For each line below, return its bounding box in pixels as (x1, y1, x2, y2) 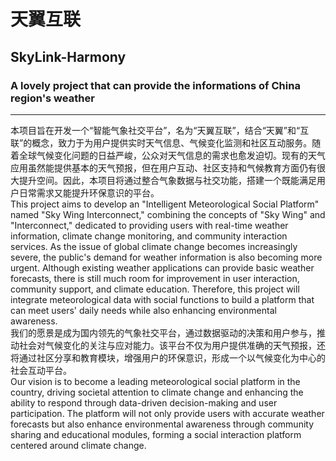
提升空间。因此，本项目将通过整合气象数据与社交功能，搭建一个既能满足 (18, 174, 317, 186)
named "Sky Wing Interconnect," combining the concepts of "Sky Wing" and (10, 208, 326, 220)
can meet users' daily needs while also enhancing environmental (10, 304, 277, 316)
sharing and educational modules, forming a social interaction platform (10, 428, 302, 440)
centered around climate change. (10, 439, 147, 451)
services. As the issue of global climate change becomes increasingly (10, 240, 298, 252)
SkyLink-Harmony (10, 48, 127, 65)
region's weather (10, 91, 95, 105)
